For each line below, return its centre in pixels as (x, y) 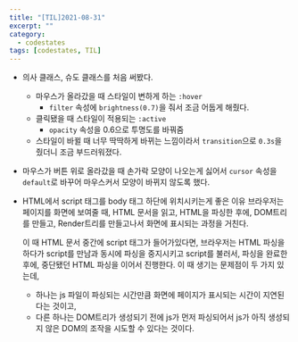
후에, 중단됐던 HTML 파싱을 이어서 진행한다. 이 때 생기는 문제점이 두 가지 (148, 265)
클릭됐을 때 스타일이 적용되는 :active (101, 119)
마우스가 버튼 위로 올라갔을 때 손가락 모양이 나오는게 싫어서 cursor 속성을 (149, 171)
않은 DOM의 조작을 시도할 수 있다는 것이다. (120, 329)
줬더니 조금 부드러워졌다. (79, 152)
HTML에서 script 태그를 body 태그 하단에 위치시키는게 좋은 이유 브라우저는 (153, 201)
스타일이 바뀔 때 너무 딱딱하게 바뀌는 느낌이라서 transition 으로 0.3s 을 (159, 141)
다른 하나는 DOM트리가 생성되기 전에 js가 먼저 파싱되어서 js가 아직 (151, 317)
